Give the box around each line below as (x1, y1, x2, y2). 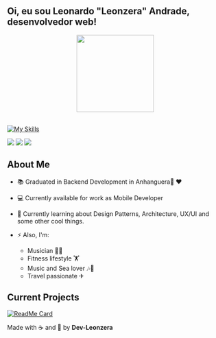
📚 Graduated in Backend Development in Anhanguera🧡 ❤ (16, 178, 182, 186)
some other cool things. (16, 217, 84, 225)
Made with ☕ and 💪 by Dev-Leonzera (7, 324, 113, 332)
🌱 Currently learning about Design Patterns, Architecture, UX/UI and (16, 209, 210, 218)
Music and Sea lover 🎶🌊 (27, 264, 95, 272)
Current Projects (7, 291, 80, 304)
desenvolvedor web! (7, 16, 97, 28)
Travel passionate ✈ (27, 271, 84, 280)
